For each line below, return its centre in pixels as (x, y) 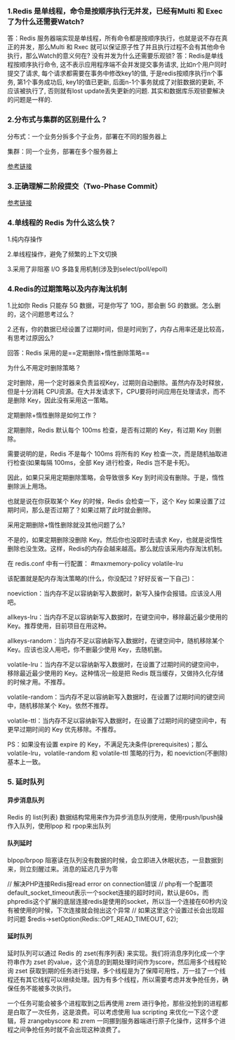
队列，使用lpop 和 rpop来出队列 (65, 826)
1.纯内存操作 (25, 239)
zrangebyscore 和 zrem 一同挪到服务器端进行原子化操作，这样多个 (123, 1021)
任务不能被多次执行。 (44, 989)
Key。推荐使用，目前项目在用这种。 (59, 626)
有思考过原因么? (31, 338)
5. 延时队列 (26, 782)
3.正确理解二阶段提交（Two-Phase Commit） (85, 186)
